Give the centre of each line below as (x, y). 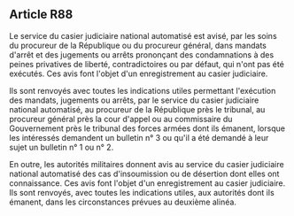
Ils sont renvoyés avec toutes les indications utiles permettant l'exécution (143, 90)
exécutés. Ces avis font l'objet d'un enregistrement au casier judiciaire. (139, 73)
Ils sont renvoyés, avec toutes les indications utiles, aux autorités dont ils (142, 192)
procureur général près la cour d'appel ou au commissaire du (121, 119)
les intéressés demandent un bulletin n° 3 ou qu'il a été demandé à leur (139, 137)
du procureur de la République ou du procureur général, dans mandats (138, 45)
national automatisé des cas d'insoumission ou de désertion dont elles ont (144, 174)
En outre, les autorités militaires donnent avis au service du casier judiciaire (147, 164)
